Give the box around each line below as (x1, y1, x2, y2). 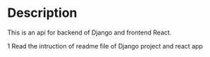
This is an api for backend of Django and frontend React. (7, 28, 172, 37)
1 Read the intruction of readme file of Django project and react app (7, 42, 203, 50)
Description (7, 5, 78, 21)
